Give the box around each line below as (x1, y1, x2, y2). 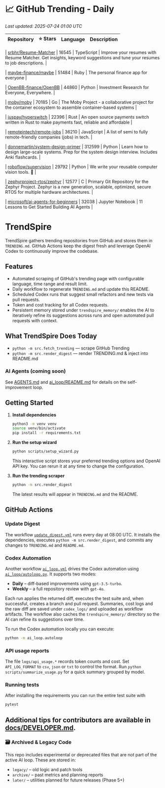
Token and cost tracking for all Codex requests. (12, 302, 109, 307)
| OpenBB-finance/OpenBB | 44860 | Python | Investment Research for (5, 84, 149, 90)
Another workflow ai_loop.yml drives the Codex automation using (5, 566, 139, 571)
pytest (5, 702, 19, 707)
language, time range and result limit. (12, 281, 88, 287)
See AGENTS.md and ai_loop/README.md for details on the (5, 379, 127, 385)
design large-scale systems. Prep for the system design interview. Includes (5, 149, 158, 155)
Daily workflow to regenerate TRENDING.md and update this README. (12, 286, 150, 292)
